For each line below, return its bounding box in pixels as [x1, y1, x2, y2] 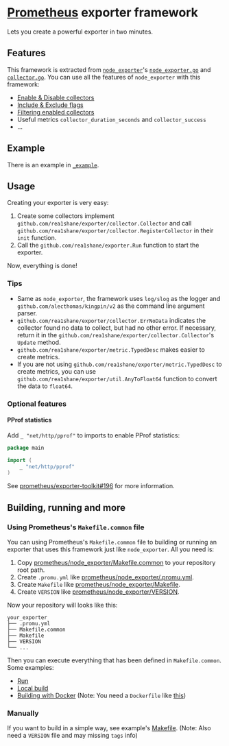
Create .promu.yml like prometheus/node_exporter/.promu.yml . [16, 573, 194, 581]
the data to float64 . [16, 382, 73, 390]
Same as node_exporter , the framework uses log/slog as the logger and [16, 294, 221, 302]
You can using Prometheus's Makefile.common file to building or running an [7, 538, 217, 546]
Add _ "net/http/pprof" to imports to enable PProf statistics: [7, 431, 180, 440]
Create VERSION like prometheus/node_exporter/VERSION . [16, 588, 180, 596]
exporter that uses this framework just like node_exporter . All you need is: [7, 545, 215, 553]
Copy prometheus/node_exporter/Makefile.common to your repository [16, 558, 216, 566]
